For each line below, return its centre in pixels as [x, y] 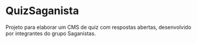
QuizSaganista [42, 11]
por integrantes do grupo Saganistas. [51, 33]
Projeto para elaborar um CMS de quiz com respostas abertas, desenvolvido [98, 27]
